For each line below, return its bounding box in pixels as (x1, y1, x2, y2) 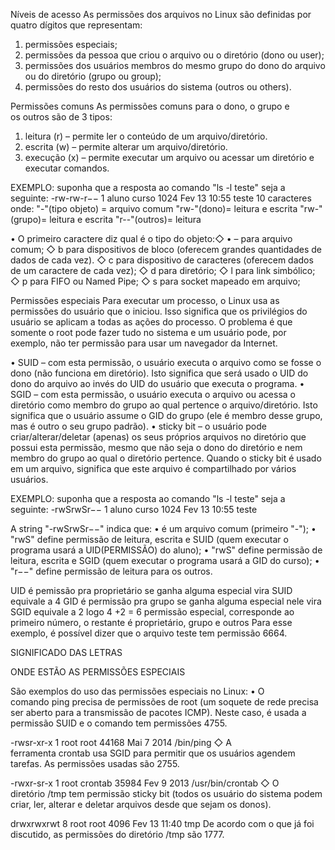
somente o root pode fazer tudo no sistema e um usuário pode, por (10, 327, 287, 338)
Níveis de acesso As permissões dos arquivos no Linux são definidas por (10, 9, 312, 20)
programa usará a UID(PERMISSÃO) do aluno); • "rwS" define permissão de (10, 544, 323, 556)
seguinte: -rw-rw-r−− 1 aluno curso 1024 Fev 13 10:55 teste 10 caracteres (10, 192, 312, 204)
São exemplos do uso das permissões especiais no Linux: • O (10, 685, 265, 697)
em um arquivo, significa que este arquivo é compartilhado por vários (10, 463, 297, 474)
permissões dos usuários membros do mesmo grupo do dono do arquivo (24, 60, 326, 71)
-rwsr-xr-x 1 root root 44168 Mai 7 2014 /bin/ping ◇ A (10, 737, 232, 748)
